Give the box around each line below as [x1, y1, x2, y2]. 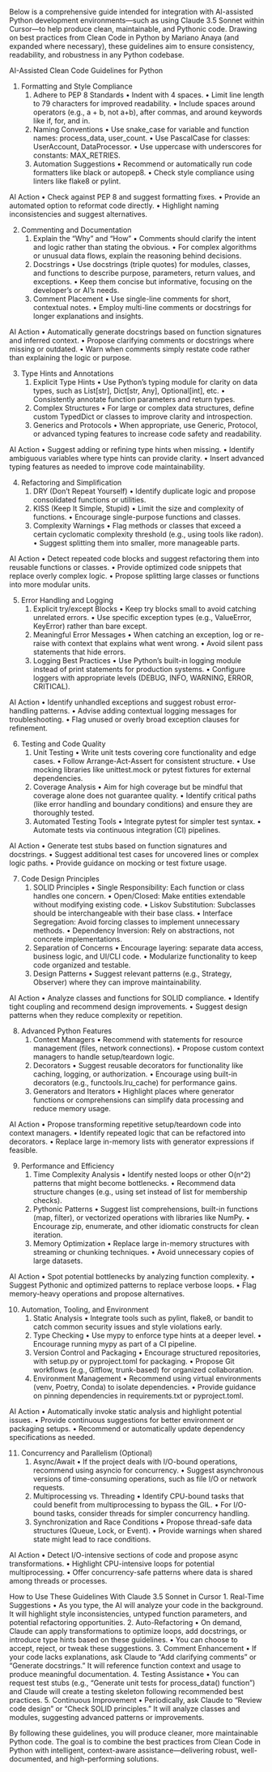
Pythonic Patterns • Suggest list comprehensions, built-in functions [32, 1205, 258, 1214]
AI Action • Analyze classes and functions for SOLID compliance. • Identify [9, 994, 260, 1002]
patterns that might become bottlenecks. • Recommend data [32, 1179, 236, 1188]
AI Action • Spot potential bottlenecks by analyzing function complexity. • [9, 1272, 256, 1281]
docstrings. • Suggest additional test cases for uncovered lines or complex [9, 850, 259, 859]
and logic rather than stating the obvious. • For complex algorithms [32, 243, 257, 252]
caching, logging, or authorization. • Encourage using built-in [32, 1069, 238, 1079]
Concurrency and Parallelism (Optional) [20, 1448, 153, 1458]
